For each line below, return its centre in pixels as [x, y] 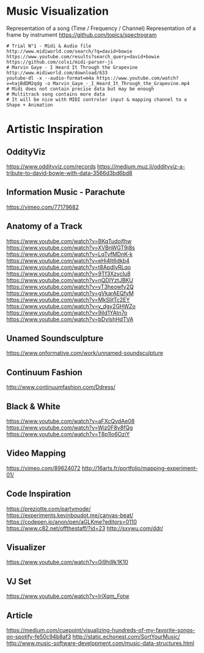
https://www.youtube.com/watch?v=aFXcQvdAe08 [71, 421]
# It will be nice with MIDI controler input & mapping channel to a [97, 99]
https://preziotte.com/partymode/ [49, 508]
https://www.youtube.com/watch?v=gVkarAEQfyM [70, 293]
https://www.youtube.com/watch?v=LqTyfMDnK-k [70, 254]
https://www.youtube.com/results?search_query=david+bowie [83, 56]
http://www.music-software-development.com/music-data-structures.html [100, 643]
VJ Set [19, 581]
